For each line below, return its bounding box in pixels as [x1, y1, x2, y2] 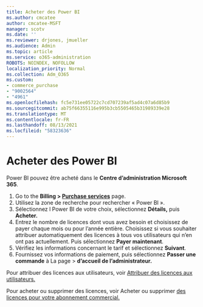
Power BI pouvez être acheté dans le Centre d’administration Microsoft [6, 174, 187, 182]
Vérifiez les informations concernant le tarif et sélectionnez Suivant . [15, 244, 187, 252]
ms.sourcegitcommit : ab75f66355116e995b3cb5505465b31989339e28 [6, 105, 170, 111]
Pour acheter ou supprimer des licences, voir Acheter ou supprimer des [6, 287, 186, 294]
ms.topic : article [6, 49, 53, 55]
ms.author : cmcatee [6, 15, 56, 21]
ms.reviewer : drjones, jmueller [6, 37, 88, 43]
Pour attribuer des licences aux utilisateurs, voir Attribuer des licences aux [6, 269, 193, 276]
